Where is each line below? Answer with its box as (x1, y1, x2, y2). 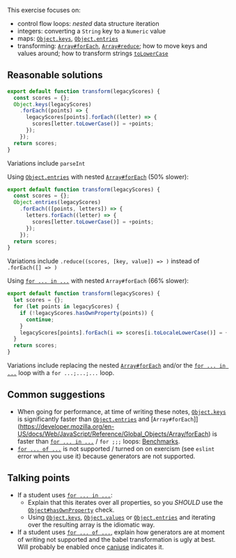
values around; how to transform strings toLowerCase (17, 49, 168, 57)
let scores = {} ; (13, 297, 64, 304)
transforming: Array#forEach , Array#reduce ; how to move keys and (17, 42, 207, 50)
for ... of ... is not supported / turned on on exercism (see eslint (17, 444, 215, 453)
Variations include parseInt (7, 159, 86, 167)
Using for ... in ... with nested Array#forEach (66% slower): (7, 277, 189, 285)
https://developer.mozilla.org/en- (19, 422, 115, 430)
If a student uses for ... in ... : (17, 490, 113, 499)
